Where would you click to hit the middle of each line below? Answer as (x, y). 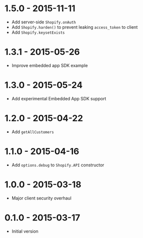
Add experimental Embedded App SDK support (59, 98)
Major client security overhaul (41, 198)
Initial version (25, 231)
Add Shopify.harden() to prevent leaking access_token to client (75, 27)
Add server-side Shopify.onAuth (44, 22)
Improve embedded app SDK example (50, 65)
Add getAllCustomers (33, 131)
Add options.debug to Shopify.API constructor (58, 165)
